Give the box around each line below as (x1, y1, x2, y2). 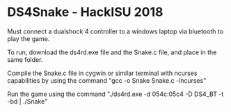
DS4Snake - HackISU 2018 (7, 4, 164, 20)
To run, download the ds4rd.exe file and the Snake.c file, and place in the (7, 48, 217, 56)
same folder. (7, 55, 43, 63)
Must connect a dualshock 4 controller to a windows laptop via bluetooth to (7, 27, 224, 35)
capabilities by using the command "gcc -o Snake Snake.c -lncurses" (7, 76, 207, 84)
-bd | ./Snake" (7, 97, 48, 105)
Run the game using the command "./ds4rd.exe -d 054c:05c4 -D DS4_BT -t (7, 90, 224, 98)
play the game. (7, 34, 50, 42)
